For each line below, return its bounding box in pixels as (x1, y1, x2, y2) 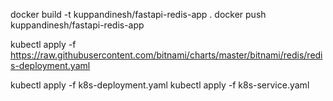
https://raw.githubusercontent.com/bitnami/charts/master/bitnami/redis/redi (10, 49, 323, 61)
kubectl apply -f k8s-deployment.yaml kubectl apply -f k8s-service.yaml (10, 79, 310, 91)
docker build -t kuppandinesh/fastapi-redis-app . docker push (10, 9, 267, 20)
